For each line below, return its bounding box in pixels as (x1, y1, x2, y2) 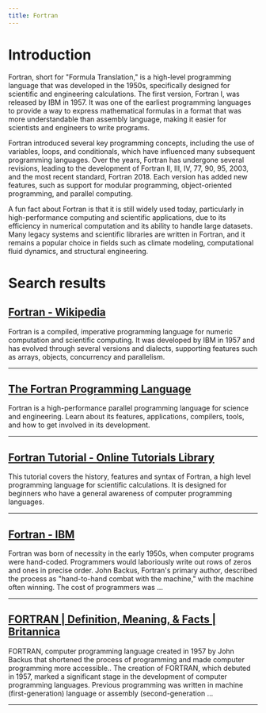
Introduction (8, 45, 92, 64)
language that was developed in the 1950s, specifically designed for (8, 80, 230, 90)
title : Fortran (8, 11, 59, 20)
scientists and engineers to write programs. (8, 122, 150, 132)
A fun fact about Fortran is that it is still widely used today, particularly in (8, 204, 244, 214)
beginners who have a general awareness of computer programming (8, 489, 233, 499)
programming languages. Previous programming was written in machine (8, 680, 244, 689)
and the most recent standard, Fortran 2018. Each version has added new (8, 172, 248, 181)
